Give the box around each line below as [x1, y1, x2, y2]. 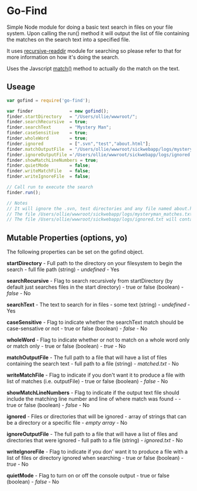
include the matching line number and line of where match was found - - [6, 395, 181, 402]
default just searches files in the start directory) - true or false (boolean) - [6, 283, 184, 291]
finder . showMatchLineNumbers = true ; [6, 157, 99, 163]
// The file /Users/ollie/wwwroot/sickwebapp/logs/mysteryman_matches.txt [6, 211, 193, 217]
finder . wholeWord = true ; [6, 136, 88, 141]
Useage [6, 82, 36, 92]
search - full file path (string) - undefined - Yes [6, 266, 119, 273]
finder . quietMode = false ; [6, 162, 91, 168]
